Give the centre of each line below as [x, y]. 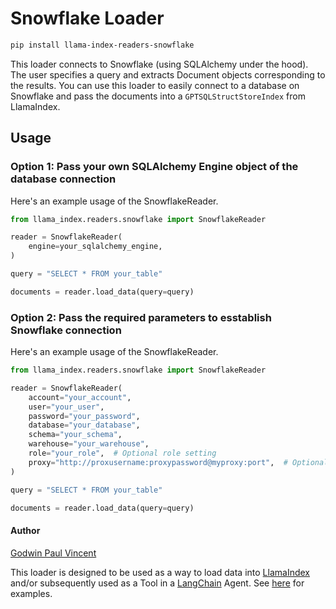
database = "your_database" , [84, 425]
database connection [63, 179]
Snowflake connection [66, 330]
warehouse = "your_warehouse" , [89, 444]
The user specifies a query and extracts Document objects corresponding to [168, 74]
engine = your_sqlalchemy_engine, [95, 247]
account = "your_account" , [80, 397]
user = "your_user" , [66, 407]
